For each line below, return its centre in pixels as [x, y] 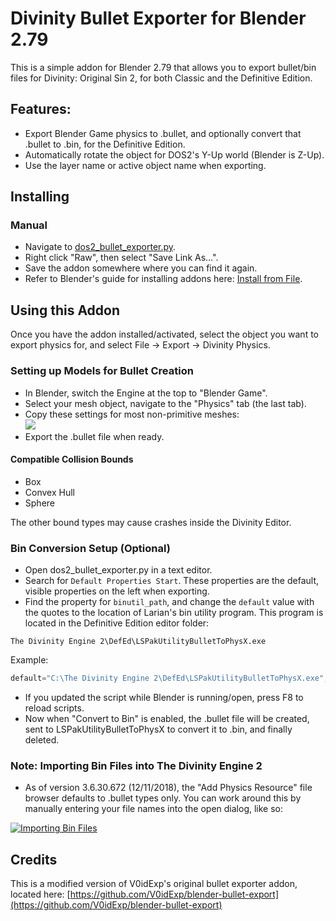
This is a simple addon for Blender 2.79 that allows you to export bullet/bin [163, 67]
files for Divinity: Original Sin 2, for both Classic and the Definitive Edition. [161, 78]
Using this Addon [65, 310]
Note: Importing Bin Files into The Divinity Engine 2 [136, 765]
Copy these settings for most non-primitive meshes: [132, 414]
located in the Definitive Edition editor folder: [117, 623]
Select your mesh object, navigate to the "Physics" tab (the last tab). [165, 403]
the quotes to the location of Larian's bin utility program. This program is [174, 613]
